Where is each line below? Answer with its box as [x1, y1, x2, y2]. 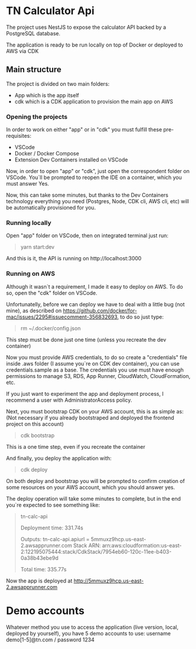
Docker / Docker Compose [14, 150, 79, 157]
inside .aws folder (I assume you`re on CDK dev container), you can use [6, 360, 180, 367]
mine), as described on [6, 307, 62, 314]
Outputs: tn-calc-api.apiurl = [20, 535, 90, 542]
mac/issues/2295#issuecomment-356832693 [6, 313, 117, 320]
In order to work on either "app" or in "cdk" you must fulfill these [6, 126, 163, 133]
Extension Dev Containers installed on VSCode [14, 156, 128, 163]
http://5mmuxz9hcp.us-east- [73, 577, 144, 584]
